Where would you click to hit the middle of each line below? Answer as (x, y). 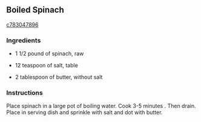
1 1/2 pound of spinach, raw (49, 53)
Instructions (25, 93)
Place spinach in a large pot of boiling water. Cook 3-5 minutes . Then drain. (101, 106)
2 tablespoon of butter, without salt (59, 77)
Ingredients (24, 40)
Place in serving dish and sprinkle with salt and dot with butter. (84, 112)
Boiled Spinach (35, 10)
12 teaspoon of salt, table (47, 66)
